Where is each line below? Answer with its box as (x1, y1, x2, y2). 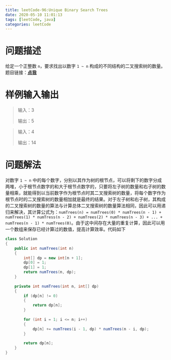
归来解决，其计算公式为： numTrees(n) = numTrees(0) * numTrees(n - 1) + (5, 209, 162, 215)
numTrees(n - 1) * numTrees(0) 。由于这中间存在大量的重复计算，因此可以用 (5, 220, 165, 226)
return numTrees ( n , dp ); (23, 270, 76, 275)
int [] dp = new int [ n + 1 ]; (23, 255, 83, 261)
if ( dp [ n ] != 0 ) (23, 293, 58, 298)
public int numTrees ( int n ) (14, 246, 74, 251)
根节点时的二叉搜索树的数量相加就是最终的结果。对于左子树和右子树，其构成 (5, 196, 166, 202)
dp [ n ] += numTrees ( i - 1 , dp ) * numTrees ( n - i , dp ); (32, 326, 149, 331)
